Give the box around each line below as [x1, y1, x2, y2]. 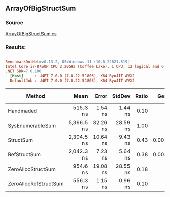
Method [26, 93, 46, 100]
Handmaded [8, 107, 37, 114]
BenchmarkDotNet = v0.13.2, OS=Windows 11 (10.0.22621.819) [5, 59, 130, 64]
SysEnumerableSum [8, 122, 56, 129]
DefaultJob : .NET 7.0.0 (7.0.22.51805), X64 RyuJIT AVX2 [10, 78, 135, 83]
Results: [5, 43, 26, 50]
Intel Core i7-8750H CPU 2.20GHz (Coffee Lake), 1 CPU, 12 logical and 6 [5, 64, 164, 69]
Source [5, 19, 24, 26]
